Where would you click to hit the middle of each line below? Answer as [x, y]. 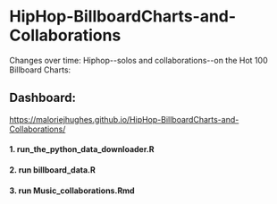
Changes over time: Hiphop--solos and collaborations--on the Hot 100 [138, 60]
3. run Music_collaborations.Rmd [72, 191]
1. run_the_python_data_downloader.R [82, 149]
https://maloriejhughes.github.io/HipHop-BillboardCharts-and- [124, 119]
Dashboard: [42, 98]
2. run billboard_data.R [52, 170]
